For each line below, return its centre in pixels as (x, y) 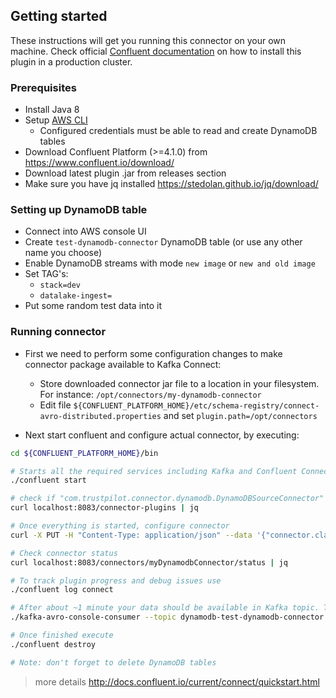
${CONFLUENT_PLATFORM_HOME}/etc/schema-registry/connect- (196, 405)
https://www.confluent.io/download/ (99, 163)
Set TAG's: (46, 274)
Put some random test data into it (93, 306)
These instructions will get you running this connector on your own (148, 40)
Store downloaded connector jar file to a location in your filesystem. (179, 383)
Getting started (59, 16)
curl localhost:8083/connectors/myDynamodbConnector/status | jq (149, 562)
